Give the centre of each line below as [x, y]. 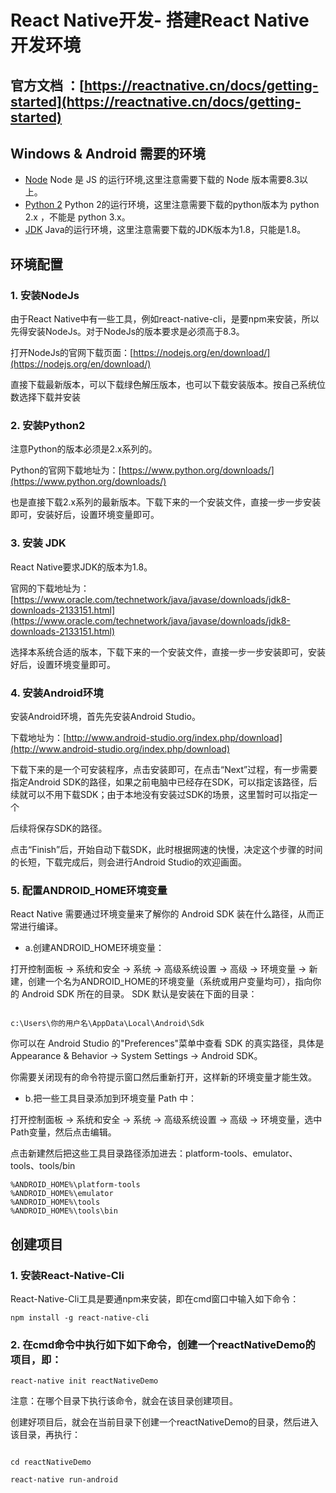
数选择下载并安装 [45, 397]
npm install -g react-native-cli [80, 1317]
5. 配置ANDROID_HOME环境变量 [89, 890]
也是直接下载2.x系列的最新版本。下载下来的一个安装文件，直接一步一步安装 [166, 502]
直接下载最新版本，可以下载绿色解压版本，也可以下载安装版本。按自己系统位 [168, 385]
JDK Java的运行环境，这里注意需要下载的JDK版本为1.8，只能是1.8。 [165, 230]
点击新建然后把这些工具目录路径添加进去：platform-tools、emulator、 [154, 1153]
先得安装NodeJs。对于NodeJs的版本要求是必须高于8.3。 [127, 332]
